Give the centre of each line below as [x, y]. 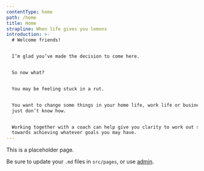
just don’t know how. [39, 111]
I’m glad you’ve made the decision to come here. [76, 56]
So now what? [28, 73]
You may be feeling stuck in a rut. [58, 89]
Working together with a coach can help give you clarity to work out [103, 127]
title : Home [21, 23]
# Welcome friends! [36, 40]
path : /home [21, 18]
